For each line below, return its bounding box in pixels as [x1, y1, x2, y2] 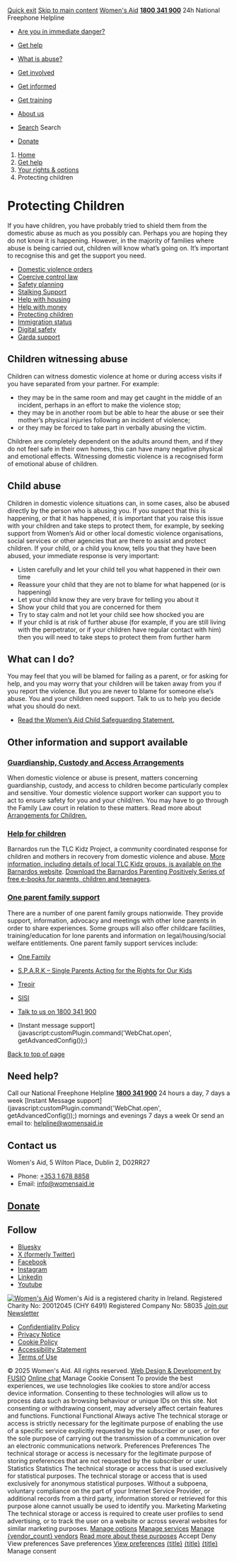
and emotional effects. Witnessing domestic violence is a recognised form [7, 452, 224, 461]
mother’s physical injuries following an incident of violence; [17, 415, 190, 424]
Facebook [17, 1258, 47, 1266]
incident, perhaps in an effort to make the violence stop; [17, 400, 182, 409]
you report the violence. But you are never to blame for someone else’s [7, 687, 214, 695]
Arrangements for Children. [7, 811, 87, 820]
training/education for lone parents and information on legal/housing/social [7, 931, 226, 939]
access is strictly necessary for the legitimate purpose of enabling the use [7, 1419, 224, 1428]
